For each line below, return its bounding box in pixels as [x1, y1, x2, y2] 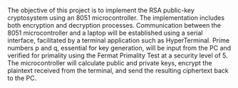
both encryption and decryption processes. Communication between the [7, 21, 221, 29]
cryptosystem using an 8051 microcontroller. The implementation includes [7, 13, 225, 22]
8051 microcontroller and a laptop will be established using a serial [7, 28, 203, 37]
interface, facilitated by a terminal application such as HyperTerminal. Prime [7, 36, 230, 45]
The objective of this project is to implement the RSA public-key [7, 6, 195, 14]
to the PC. [7, 74, 37, 82]
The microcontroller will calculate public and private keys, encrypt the [7, 59, 212, 67]
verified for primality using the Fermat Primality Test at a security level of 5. [7, 51, 228, 60]
